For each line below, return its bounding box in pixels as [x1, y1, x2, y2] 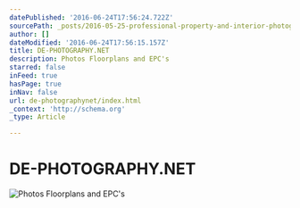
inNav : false [9, 87, 58, 96]
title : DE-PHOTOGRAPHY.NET [9, 46, 110, 55]
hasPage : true [9, 79, 62, 88]
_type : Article [9, 112, 66, 121]
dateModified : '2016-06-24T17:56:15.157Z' [9, 37, 170, 47]
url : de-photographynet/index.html [9, 96, 142, 105]
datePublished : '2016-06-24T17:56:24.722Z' [9, 12, 174, 22]
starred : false [9, 63, 66, 72]
